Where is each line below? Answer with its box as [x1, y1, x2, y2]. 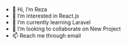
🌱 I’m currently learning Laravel [12, 19, 91, 26]
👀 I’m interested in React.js [12, 12, 79, 19]
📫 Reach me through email [12, 32, 81, 39]
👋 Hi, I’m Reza [12, 6, 48, 13]
